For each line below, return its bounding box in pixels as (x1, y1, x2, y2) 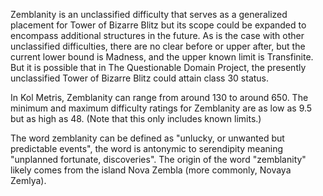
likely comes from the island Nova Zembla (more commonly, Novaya (10, 164, 292, 176)
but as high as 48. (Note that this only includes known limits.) (10, 113, 262, 124)
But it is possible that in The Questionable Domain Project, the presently (10, 62, 307, 73)
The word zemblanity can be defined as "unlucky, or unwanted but (10, 132, 285, 144)
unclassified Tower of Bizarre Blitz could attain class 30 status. (10, 72, 270, 84)
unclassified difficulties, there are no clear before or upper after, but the (10, 40, 306, 52)
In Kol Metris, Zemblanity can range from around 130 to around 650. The (10, 92, 309, 103)
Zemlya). (10, 175, 47, 186)
